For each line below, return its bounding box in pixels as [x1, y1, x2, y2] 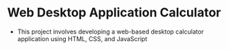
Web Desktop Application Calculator [7, 5, 222, 21]
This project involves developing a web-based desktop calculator [17, 27, 204, 36]
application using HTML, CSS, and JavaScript [17, 34, 148, 42]
